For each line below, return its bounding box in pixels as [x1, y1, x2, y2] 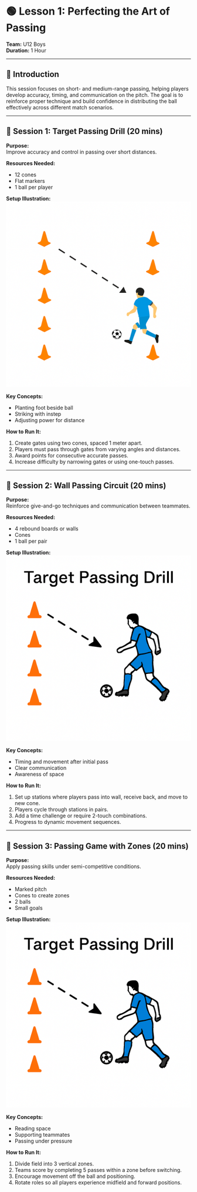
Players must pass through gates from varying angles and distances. [14, 445, 181, 453]
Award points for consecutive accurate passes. [14, 452, 129, 459]
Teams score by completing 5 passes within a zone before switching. [14, 1167, 182, 1174]
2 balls [14, 898, 31, 906]
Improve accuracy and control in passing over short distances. [6, 148, 157, 155]
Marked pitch [14, 886, 47, 893]
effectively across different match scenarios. [6, 103, 114, 111]
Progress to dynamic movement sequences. [14, 819, 121, 826]
